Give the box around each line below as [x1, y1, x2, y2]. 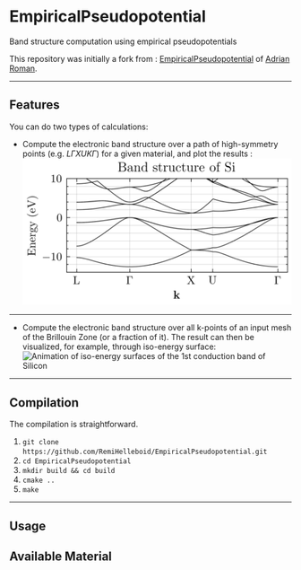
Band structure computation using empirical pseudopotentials [9, 36, 237, 47]
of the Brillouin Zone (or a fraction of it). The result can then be [21, 332, 255, 343]
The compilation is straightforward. [9, 419, 139, 430]
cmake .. [21, 476, 56, 486]
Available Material [9, 549, 112, 565]
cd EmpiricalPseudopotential [21, 457, 132, 466]
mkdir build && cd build [21, 467, 116, 476]
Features [9, 97, 60, 113]
